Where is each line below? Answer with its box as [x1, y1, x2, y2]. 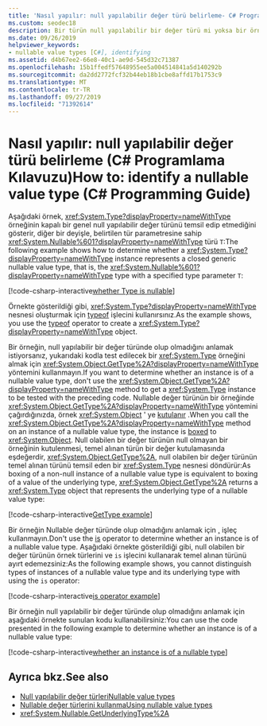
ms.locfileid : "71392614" [8, 100, 94, 108]
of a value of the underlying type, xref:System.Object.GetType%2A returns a [8, 478, 258, 487]
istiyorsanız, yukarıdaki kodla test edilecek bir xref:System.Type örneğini [8, 351, 246, 360]
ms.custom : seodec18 [8, 19, 77, 27]
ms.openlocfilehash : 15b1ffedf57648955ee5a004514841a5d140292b [8, 64, 222, 72]
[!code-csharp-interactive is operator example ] [8, 592, 161, 601]
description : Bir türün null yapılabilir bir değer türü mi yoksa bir [8, 26, 247, 34]
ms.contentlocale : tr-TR [8, 85, 91, 94]
